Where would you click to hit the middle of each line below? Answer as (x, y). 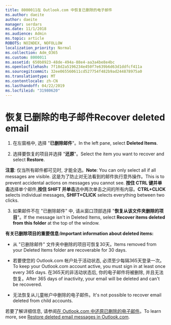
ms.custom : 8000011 (26, 57)
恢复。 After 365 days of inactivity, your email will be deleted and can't (86, 279)
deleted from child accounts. (43, 301)
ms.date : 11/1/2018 (26, 29)
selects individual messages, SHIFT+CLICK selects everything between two (85, 195)
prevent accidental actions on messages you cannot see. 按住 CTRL (77, 183)
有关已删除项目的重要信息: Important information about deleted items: (79, 234)
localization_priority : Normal (38, 48)
